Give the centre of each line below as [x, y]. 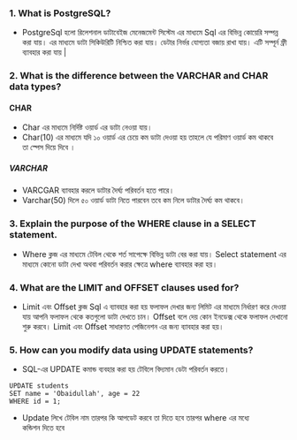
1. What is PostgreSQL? [60, 13]
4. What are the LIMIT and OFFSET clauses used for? [124, 287]
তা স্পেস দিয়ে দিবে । [49, 148]
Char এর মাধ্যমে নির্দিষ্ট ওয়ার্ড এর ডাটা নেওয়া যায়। [87, 127]
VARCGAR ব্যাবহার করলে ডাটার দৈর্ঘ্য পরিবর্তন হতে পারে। [98, 190]
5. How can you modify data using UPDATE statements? [131, 350]
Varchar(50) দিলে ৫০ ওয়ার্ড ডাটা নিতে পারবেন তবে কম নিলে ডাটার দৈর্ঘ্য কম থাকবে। [133, 201]
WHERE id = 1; [35, 402]
